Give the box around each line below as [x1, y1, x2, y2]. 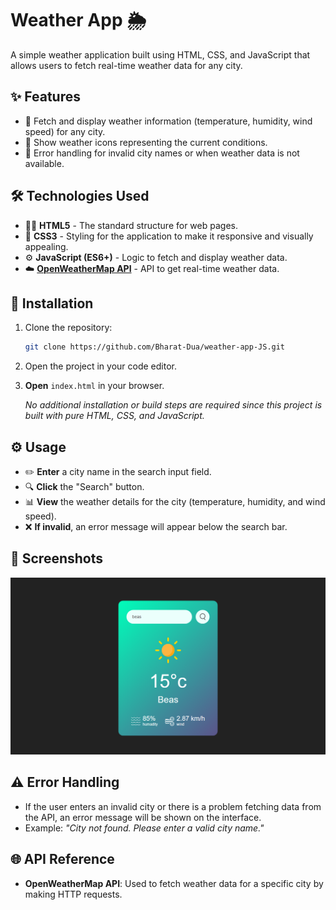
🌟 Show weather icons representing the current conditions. [24, 136, 268, 148]
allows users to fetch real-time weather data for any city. [10, 59, 243, 71]
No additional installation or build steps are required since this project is [24, 399, 323, 411]
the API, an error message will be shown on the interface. [24, 811, 262, 823]
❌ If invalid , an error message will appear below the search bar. [24, 521, 288, 533]
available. [24, 157, 65, 169]
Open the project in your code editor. [24, 360, 178, 372]
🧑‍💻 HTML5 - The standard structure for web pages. [24, 219, 238, 231]
